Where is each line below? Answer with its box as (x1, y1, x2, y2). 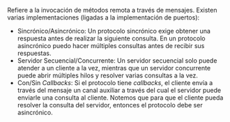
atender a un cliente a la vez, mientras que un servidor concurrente (17, 64, 211, 72)
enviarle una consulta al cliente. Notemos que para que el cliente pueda (17, 93, 224, 102)
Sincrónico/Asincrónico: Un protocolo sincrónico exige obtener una (17, 27, 211, 35)
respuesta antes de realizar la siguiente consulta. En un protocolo (17, 34, 206, 43)
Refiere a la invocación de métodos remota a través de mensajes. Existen (7, 6, 217, 14)
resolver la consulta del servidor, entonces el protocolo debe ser (17, 101, 204, 109)
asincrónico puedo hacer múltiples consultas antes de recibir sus (17, 42, 205, 49)
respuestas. (17, 49, 52, 57)
